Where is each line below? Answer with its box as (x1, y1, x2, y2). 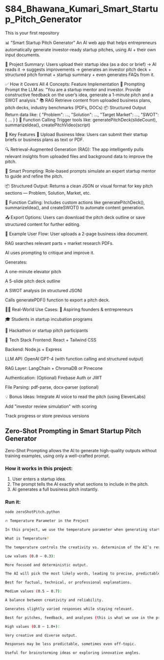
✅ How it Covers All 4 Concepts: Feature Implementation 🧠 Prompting (5, 81, 145, 87)
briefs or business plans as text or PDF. (5, 137, 84, 142)
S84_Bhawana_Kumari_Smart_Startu (5, 3, 159, 15)
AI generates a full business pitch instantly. (12, 486, 99, 492)
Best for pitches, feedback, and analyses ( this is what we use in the (5, 615, 154, 620)
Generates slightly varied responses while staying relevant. (5, 606, 134, 611)
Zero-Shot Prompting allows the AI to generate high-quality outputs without (5, 447, 157, 453)
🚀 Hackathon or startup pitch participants (5, 327, 88, 333)
